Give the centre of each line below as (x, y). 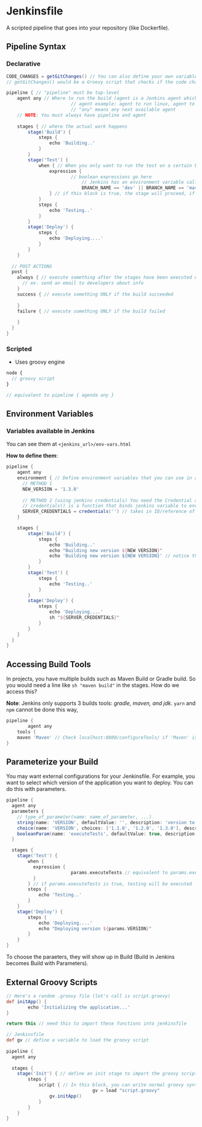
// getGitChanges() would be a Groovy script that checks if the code (96, 82)
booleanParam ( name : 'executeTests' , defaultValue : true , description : (107, 834)
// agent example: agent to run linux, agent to (133, 104)
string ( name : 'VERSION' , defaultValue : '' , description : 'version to (106, 822)
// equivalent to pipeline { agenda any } (60, 395)
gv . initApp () (66, 1096)
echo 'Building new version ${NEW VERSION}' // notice (119, 556)
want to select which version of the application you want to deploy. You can (100, 783)
